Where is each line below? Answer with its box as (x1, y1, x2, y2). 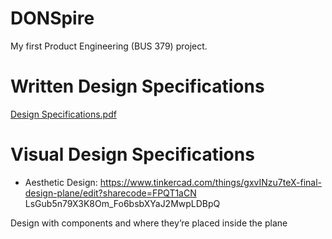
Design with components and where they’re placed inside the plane (10, 217, 288, 229)
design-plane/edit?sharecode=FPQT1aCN (24, 187, 197, 199)
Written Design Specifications (10, 75, 265, 98)
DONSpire (10, 7, 95, 30)
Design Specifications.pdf (10, 108, 117, 120)
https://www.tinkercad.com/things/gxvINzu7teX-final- (99, 176, 323, 188)
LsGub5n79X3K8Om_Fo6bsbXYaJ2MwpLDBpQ (24, 197, 221, 209)
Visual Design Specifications (10, 143, 255, 166)
